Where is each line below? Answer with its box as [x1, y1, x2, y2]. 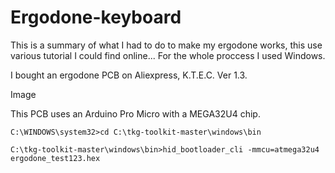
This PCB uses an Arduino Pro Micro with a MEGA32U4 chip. [10, 107, 261, 120]
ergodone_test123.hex [10, 153, 101, 163]
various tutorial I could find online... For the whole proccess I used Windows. [10, 49, 326, 61]
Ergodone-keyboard [10, 6, 182, 29]
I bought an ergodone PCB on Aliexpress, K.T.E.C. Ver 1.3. [10, 69, 248, 81]
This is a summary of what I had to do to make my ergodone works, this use [10, 39, 323, 51]
